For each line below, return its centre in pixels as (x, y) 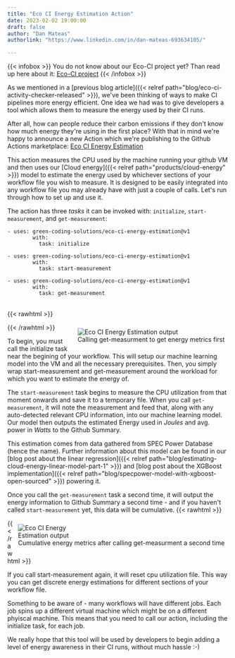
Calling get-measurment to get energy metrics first (151, 340)
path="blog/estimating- (183, 459)
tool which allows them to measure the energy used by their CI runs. (106, 110)
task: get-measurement (72, 294)
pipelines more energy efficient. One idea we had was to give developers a (116, 102)
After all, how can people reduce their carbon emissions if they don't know (115, 124)
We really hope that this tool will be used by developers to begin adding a (114, 640)
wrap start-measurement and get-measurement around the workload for (113, 371)
